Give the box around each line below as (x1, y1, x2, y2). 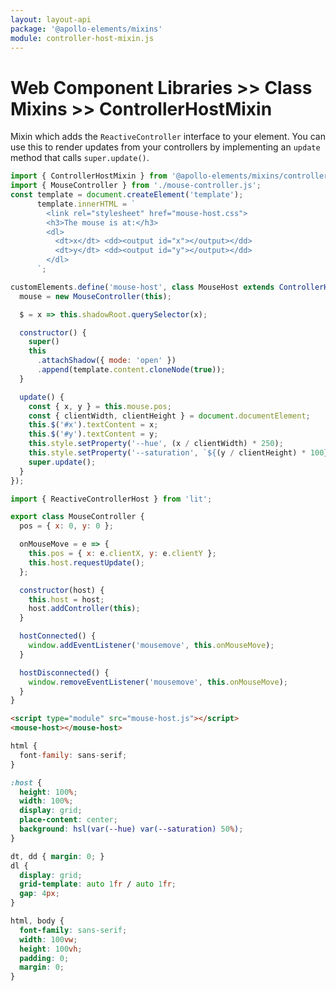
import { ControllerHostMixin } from (10, 171, 168, 181)
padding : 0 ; (19, 953, 70, 963)
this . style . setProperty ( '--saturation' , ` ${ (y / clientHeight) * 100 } (28, 448, 329, 458)
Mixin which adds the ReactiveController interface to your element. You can (10, 131, 326, 143)
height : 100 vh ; (19, 944, 83, 954)
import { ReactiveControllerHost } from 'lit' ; (10, 494, 213, 504)
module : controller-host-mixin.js (10, 33, 155, 43)
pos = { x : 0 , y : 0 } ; (19, 521, 114, 531)
